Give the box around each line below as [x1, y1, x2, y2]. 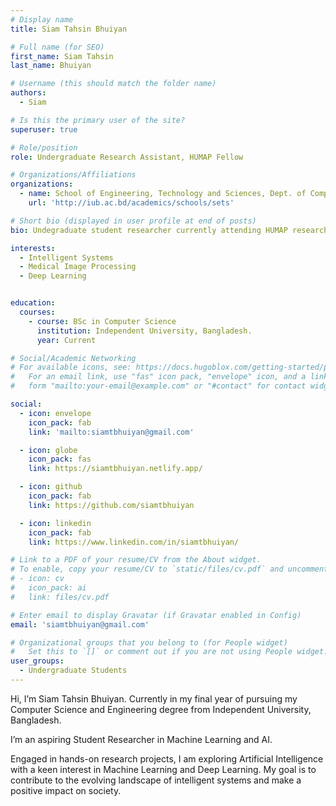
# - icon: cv [10, 574, 65, 584]
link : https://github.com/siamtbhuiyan [28, 500, 195, 510]
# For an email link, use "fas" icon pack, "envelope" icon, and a [10, 372, 307, 382]
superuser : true [10, 124, 78, 135]
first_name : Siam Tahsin [10, 51, 114, 61]
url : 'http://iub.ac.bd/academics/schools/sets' [28, 198, 235, 208]
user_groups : [10, 656, 65, 666]
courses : [19, 307, 56, 317]
